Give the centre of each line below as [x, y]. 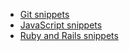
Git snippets [44, 14]
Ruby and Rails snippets [69, 35]
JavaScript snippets [61, 25]
